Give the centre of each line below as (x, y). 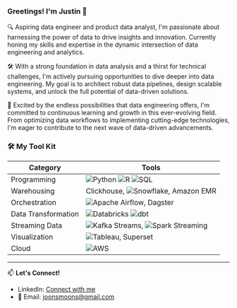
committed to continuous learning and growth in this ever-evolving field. (112, 113)
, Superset (136, 237)
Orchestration (34, 202)
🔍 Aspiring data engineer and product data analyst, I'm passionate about (114, 27)
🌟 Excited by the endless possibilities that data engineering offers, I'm (109, 105)
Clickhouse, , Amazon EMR (151, 191)
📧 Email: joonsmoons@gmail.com (66, 297)
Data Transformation (45, 213)
